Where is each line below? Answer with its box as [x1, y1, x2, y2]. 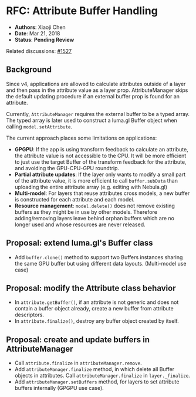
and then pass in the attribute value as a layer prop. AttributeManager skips [6, 87, 188, 94]
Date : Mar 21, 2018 [14, 29, 60, 37]
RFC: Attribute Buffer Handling [6, 4, 158, 18]
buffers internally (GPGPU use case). [14, 385, 104, 392]
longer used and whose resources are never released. [14, 221, 146, 228]
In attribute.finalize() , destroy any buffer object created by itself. [14, 317, 179, 325]
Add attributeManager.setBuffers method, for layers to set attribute [14, 378, 180, 385]
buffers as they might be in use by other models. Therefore [14, 208, 157, 216]
